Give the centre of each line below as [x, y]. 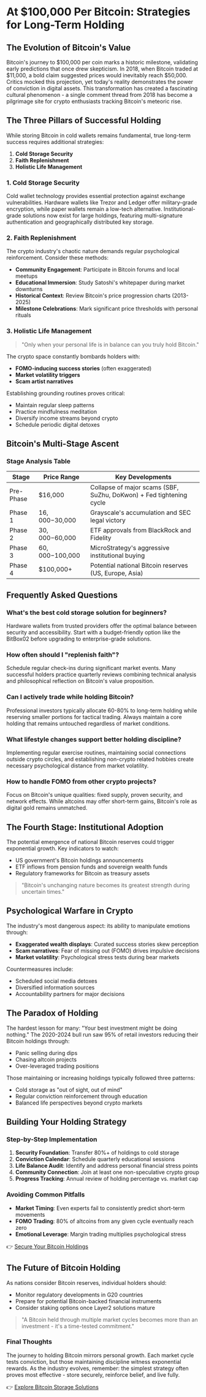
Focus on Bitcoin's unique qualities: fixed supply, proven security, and [94, 795]
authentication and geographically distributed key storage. [80, 222]
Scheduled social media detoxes [56, 981]
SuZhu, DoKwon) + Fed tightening [139, 495]
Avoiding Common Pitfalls [46, 1195]
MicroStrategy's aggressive [130, 548]
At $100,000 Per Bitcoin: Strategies [98, 12]
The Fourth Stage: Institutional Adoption [85, 827]
